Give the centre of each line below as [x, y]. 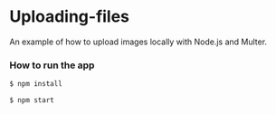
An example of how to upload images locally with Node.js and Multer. [138, 42]
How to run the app [52, 65]
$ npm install [36, 84]
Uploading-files [69, 17]
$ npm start [32, 100]
